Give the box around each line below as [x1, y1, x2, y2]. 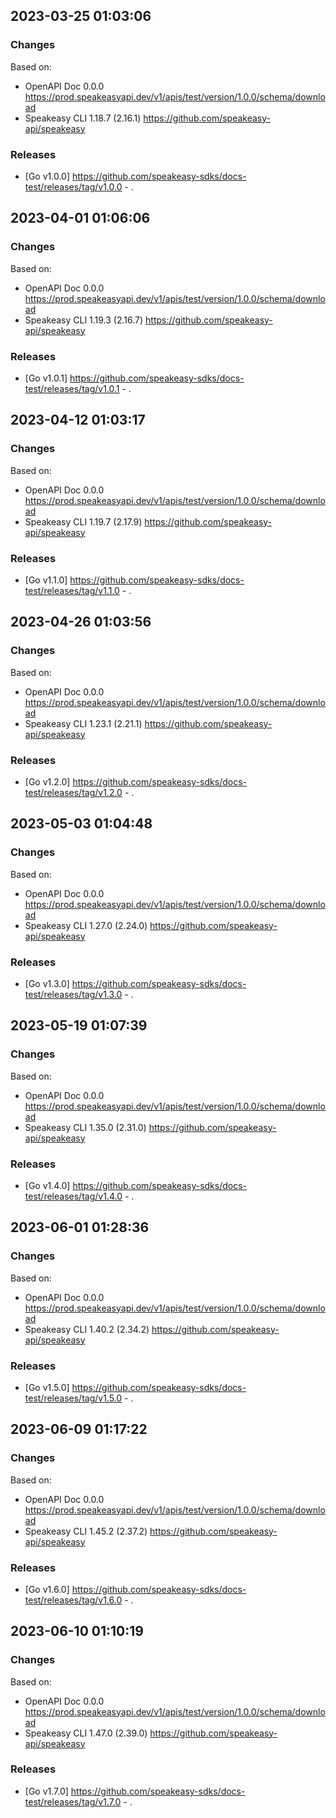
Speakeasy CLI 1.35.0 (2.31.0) [24, 1121, 147, 1133]
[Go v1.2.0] [24, 775, 71, 788]
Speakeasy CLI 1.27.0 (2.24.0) [24, 919, 148, 931]
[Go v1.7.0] [24, 1785, 69, 1797]
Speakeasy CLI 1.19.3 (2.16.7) [24, 314, 144, 326]
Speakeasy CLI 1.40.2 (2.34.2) [24, 1323, 150, 1335]
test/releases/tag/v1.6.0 [24, 1594, 123, 1606]
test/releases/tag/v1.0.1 [24, 382, 120, 394]
